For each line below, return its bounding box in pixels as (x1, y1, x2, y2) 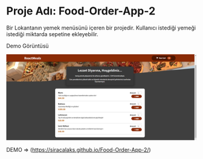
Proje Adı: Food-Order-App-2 (6, 4, 156, 18)
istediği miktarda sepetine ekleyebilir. (6, 30, 98, 37)
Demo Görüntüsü (6, 42, 50, 49)
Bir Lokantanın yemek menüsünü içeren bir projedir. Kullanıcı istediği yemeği (6, 24, 196, 31)
